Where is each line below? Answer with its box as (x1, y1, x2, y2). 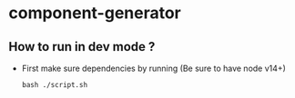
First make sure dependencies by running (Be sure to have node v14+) (21, 63, 286, 73)
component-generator (8, 3, 181, 24)
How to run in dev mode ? (8, 39, 156, 54)
